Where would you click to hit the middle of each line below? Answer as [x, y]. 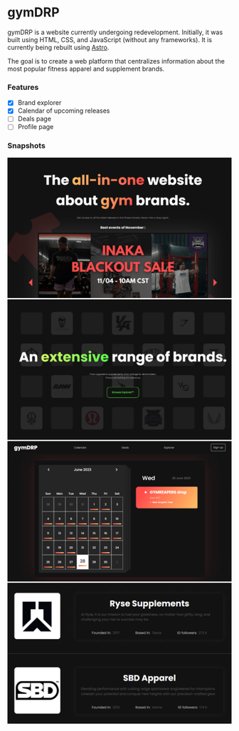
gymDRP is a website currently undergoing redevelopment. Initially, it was [115, 32]
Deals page [34, 119]
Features [23, 87]
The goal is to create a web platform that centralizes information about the [116, 61]
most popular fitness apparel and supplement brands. [86, 68]
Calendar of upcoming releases [64, 111]
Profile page [36, 127]
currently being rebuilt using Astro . [58, 47]
